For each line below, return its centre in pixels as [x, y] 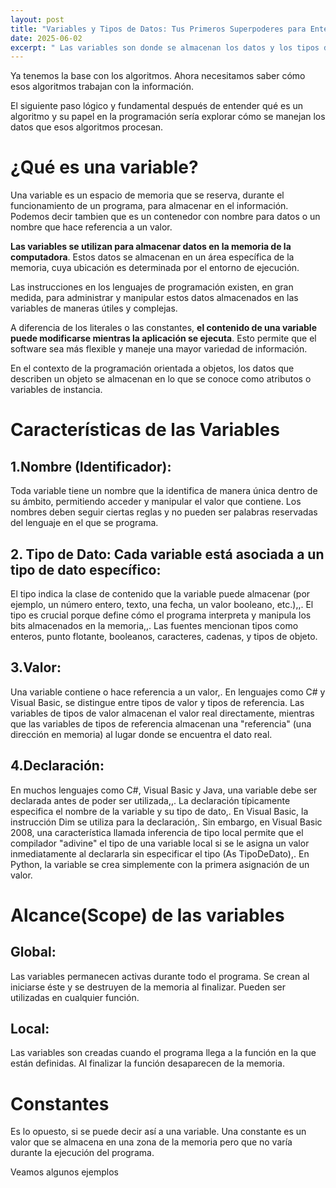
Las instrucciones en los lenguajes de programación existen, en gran [152, 287]
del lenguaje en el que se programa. [84, 523]
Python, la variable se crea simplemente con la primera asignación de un [160, 864]
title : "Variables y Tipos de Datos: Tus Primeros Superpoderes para [158, 29]
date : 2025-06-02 [46, 38]
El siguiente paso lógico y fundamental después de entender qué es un [157, 106]
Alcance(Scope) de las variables [147, 915]
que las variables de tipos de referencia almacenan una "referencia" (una [161, 723]
